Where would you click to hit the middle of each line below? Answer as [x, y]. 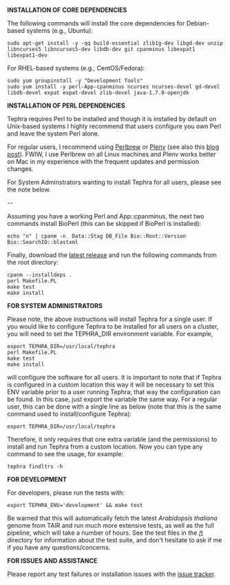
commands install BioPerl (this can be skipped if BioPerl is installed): [104, 224]
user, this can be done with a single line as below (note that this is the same [114, 407]
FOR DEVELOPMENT [37, 479]
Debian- [198, 23]
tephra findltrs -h [35, 466]
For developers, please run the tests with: [66, 493]
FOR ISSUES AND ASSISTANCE [52, 561]
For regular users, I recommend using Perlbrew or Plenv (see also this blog [113, 147]
